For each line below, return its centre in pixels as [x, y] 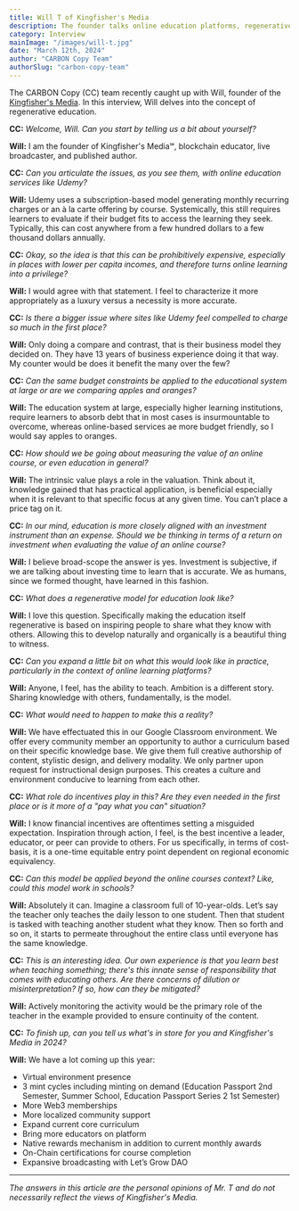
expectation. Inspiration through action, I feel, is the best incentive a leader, [147, 832]
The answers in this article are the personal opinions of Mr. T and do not [142, 1188]
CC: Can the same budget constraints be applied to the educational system [148, 381]
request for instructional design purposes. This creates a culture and [135, 770]
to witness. [29, 644]
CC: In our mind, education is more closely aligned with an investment [138, 525]
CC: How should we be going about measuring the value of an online [136, 453]
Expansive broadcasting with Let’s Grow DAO [105, 1162]
